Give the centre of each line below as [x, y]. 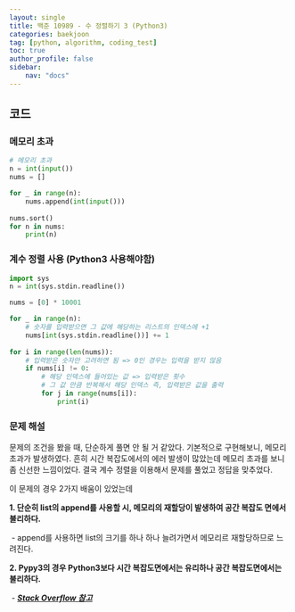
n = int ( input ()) [41, 169]
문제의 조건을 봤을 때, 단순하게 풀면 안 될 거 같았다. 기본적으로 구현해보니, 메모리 [148, 448]
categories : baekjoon [49, 34]
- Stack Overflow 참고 [52, 598]
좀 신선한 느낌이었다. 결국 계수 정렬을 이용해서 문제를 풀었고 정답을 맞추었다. [141, 470]
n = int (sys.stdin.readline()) [67, 286]
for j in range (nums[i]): [90, 393]
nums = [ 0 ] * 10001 [45, 303]
